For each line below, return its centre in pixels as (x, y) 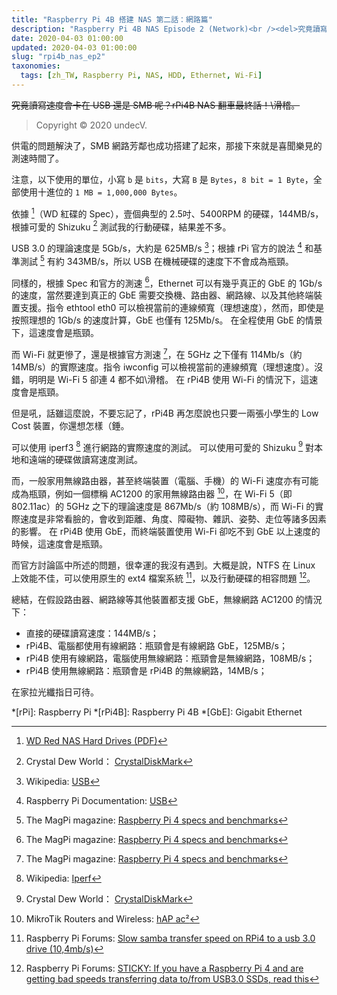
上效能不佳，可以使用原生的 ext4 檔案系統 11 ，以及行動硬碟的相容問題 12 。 (163, 577)
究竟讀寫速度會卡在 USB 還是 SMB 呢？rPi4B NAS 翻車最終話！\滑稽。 (156, 105)
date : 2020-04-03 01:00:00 (67, 38)
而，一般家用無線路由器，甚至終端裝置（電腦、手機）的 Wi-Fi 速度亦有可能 (165, 481)
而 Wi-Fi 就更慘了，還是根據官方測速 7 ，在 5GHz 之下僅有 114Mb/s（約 (157, 353)
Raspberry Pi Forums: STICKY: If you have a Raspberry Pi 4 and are (164, 968)
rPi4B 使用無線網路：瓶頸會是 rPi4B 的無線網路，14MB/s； (146, 670)
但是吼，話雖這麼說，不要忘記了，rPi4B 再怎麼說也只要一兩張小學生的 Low (165, 413)
